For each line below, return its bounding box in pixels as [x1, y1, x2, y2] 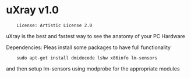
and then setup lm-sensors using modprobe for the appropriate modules [6, 65, 180, 72]
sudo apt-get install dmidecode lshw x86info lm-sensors [16, 55, 158, 61]
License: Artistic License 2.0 [16, 23, 93, 28]
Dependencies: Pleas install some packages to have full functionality [6, 44, 171, 51]
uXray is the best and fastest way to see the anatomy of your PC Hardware [6, 32, 185, 39]
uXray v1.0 [6, 3, 59, 17]
